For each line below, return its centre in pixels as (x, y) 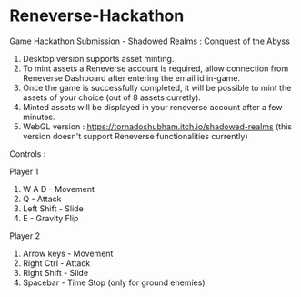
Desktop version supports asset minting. (98, 58)
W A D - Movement (59, 189)
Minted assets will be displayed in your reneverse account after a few (152, 107)
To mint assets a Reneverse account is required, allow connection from (156, 68)
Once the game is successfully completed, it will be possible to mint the (157, 87)
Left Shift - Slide (53, 208)
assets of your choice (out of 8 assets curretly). (112, 97)
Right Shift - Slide (55, 272)
